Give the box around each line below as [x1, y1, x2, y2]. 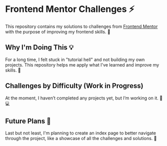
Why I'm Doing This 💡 [5, 43, 74, 52]
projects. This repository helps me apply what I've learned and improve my [5, 61, 159, 67]
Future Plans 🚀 [5, 116, 51, 125]
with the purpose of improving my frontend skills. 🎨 [5, 28, 111, 34]
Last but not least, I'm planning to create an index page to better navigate [5, 130, 156, 136]
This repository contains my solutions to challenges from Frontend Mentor [5, 23, 158, 29]
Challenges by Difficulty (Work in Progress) [5, 81, 143, 90]
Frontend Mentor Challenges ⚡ [5, 3, 135, 15]
